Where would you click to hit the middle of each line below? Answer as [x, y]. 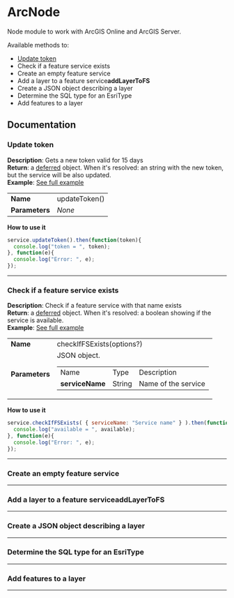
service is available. [36, 320]
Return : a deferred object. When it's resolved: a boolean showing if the [109, 313]
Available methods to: [38, 45]
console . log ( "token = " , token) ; [62, 246]
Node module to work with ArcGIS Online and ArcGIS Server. [94, 31]
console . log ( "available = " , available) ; [75, 430]
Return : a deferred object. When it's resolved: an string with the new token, [116, 167]
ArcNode [34, 12]
